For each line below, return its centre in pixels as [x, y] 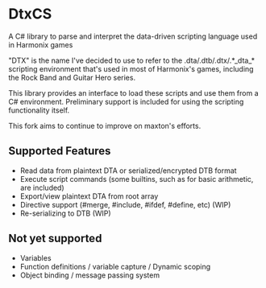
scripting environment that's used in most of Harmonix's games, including [131, 68]
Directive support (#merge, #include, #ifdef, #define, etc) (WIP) [125, 204]
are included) [42, 187]
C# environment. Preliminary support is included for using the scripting [126, 101]
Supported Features [60, 151]
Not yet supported [55, 239]
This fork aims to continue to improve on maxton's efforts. [105, 125]
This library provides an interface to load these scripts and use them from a [134, 93]
